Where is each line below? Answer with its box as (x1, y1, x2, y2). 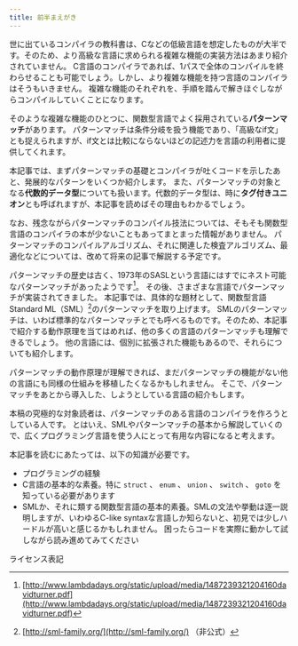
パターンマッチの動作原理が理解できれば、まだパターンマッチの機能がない (9, 366, 281, 378)
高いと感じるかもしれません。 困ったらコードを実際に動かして (52, 523, 281, 534)
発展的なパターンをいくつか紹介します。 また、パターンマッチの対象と (24, 176, 282, 187)
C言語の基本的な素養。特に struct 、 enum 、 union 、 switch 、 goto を (21, 479, 282, 490)
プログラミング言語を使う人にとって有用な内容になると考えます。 (39, 430, 279, 441)
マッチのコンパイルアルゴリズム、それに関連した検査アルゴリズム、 (32, 239, 281, 250)
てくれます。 (24, 146, 71, 156)
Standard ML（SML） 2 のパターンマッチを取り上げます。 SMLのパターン (9, 302, 272, 314)
